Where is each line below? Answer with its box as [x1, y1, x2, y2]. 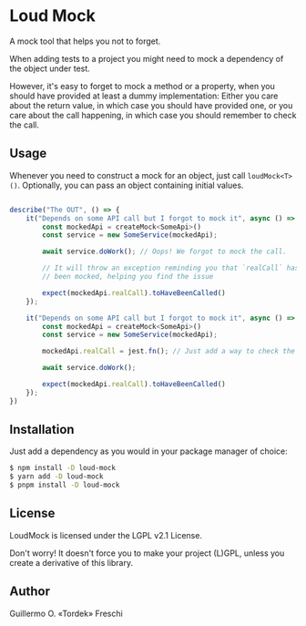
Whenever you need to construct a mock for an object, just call [9, 169, 246, 180]
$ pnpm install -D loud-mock [9, 480, 120, 490]
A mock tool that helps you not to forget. [9, 36, 161, 46]
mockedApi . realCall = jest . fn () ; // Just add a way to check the [42, 347, 296, 356]
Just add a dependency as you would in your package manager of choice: [9, 446, 289, 457]
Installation [9, 422, 75, 437]
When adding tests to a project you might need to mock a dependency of [9, 53, 284, 64]
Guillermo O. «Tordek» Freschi [9, 608, 123, 619]
